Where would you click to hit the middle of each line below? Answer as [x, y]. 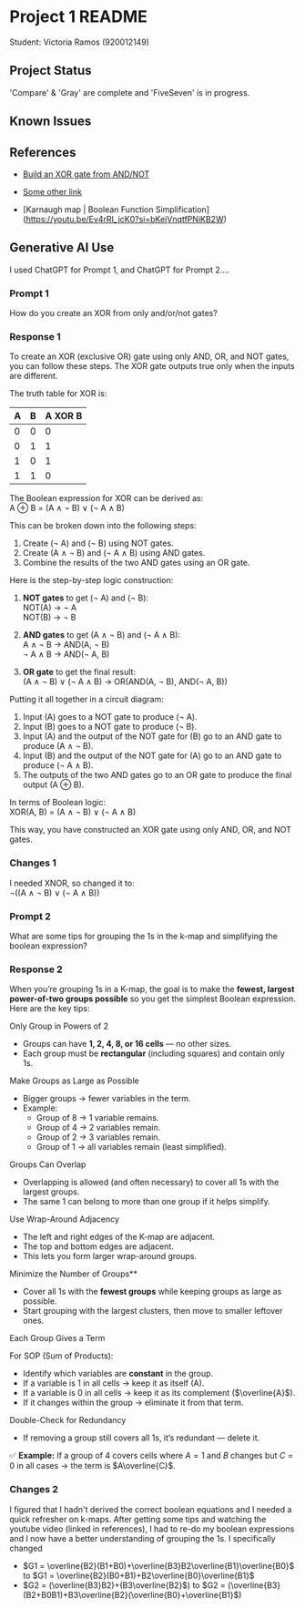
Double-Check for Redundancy [68, 1420]
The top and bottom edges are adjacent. [98, 1246]
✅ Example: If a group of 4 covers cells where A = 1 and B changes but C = [152, 1456]
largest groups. [51, 1192]
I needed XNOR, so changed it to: [72, 883]
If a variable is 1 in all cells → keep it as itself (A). [113, 1383]
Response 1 [35, 336]
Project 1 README [78, 17]
